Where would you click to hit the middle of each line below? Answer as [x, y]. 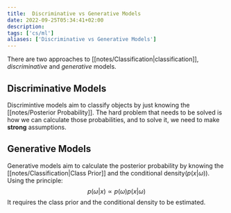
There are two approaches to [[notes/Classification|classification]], [103, 59]
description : [26, 26]
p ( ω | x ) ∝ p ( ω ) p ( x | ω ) [117, 191]
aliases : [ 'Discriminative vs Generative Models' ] [82, 40]
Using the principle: [35, 180]
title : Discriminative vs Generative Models [74, 14]
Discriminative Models [57, 88]
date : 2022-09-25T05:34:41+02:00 [55, 20]
